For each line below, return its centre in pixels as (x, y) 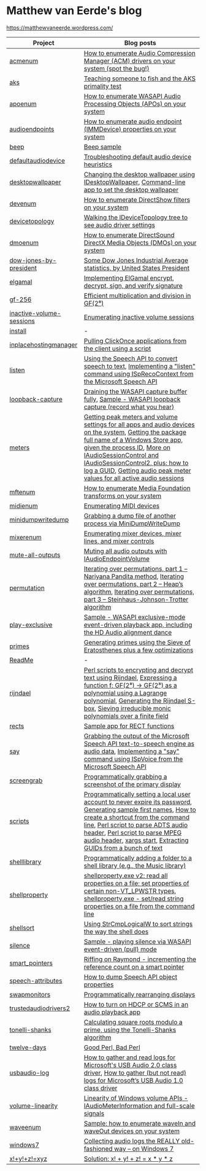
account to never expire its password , (138, 802)
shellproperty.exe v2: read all (126, 875)
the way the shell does (116, 932)
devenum (23, 203)
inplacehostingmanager (44, 344)
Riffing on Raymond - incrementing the (140, 959)
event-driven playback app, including (138, 625)
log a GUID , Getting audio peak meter (137, 470)
